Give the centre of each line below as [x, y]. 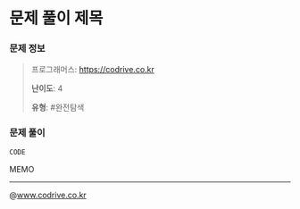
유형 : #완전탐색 [58, 107]
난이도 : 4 [47, 88]
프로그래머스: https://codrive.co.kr [92, 70]
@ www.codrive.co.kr [48, 195]
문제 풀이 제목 [56, 18]
